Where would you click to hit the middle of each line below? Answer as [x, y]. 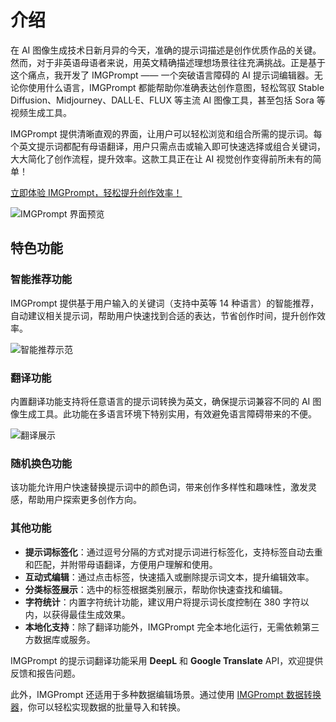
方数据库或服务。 [60, 639]
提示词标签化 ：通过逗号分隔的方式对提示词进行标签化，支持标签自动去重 [173, 552]
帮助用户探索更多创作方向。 [84, 500]
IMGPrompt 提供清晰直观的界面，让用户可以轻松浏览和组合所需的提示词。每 [166, 133]
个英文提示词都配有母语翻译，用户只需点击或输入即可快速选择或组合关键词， [168, 146]
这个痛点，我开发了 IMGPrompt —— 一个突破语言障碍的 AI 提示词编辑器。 [162, 75]
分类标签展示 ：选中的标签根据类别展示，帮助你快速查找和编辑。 [156, 589]
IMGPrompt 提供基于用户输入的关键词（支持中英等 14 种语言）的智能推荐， [165, 303]
